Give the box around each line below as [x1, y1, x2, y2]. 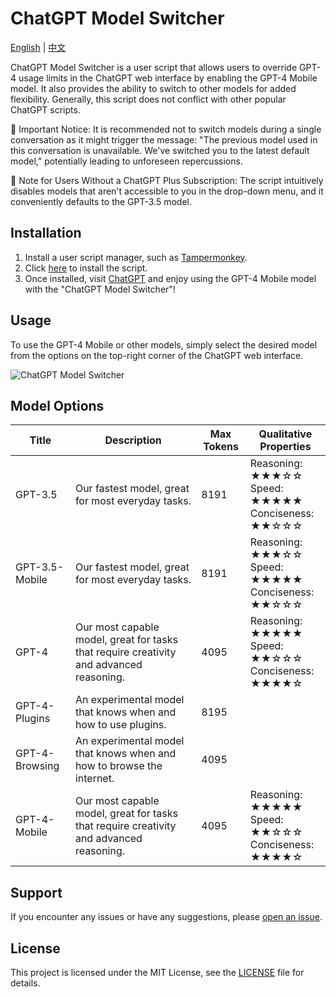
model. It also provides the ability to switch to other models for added [10, 82, 297, 94]
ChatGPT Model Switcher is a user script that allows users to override [10, 61, 298, 73]
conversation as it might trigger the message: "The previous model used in [10, 133, 318, 146]
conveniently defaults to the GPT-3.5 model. [10, 195, 192, 207]
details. [10, 977, 41, 989]
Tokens [203, 440, 239, 454]
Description [104, 433, 162, 447]
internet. [74, 772, 115, 786]
